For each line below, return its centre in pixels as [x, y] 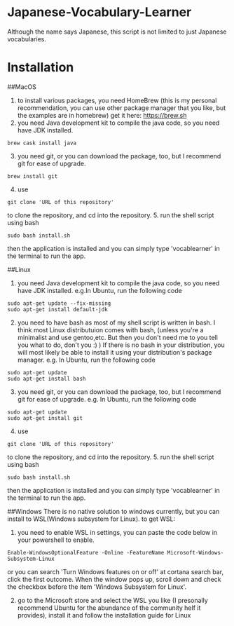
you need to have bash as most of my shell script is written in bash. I [116, 322]
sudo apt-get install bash [47, 379]
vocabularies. [27, 39]
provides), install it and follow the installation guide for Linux [104, 615]
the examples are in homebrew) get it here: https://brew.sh [102, 115]
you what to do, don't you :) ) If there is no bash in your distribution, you [121, 345]
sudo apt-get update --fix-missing [59, 303]
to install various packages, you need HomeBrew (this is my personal [117, 100]
